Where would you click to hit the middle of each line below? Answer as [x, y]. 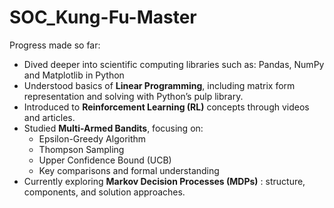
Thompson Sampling [81, 149]
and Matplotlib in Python [74, 75]
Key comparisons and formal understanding [129, 170]
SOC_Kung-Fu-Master [103, 17]
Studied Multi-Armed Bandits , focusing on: [113, 128]
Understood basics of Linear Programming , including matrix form [159, 85]
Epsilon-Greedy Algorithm [92, 138]
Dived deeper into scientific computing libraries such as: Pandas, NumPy [174, 64]
